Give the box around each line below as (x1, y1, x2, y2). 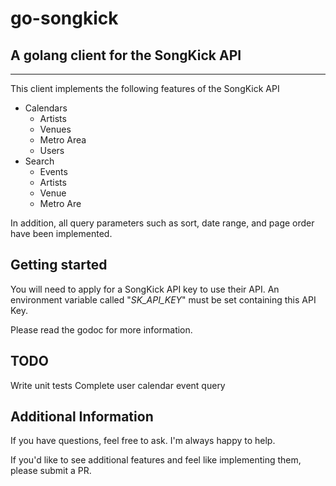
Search (24, 155, 55, 167)
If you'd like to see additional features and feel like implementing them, (10, 454, 302, 466)
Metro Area (39, 134, 87, 146)
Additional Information (10, 408, 154, 426)
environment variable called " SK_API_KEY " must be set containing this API (10, 293, 317, 306)
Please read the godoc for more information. (10, 323, 193, 336)
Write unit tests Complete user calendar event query (10, 379, 226, 391)
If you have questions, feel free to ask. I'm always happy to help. (10, 435, 276, 447)
